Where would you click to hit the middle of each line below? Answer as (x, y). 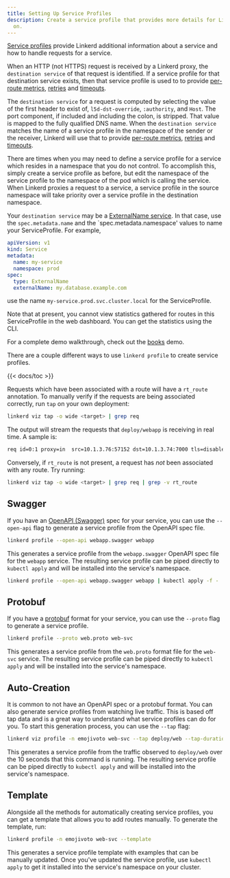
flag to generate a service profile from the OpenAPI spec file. (119, 528)
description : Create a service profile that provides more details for (111, 20)
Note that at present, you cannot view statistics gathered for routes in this (111, 314)
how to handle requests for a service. (60, 53)
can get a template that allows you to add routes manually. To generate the (112, 819)
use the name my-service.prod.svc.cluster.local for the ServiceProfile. (110, 301)
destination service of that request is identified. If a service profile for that (114, 74)
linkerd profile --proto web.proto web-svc (70, 639)
